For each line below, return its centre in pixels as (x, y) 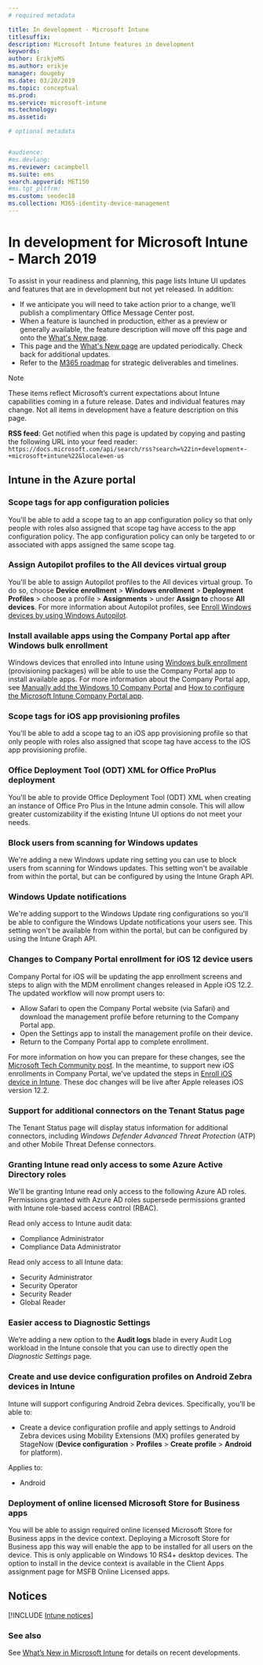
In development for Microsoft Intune (128, 242)
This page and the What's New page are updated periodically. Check (131, 345)
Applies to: (26, 1467)
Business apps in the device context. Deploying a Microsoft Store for (119, 1539)
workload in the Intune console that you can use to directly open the (119, 1348)
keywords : (24, 52)
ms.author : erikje (38, 66)
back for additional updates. (65, 354)
